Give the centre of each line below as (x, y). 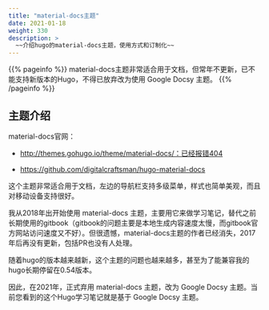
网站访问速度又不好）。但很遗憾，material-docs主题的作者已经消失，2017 (135, 232)
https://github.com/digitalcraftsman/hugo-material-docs (112, 169)
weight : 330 (28, 30)
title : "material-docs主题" (54, 16)
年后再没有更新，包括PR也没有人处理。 (72, 243)
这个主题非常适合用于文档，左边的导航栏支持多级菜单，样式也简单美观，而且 (134, 186)
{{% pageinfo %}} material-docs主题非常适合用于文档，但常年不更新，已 (128, 70)
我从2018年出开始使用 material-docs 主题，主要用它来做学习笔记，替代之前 (132, 212)
